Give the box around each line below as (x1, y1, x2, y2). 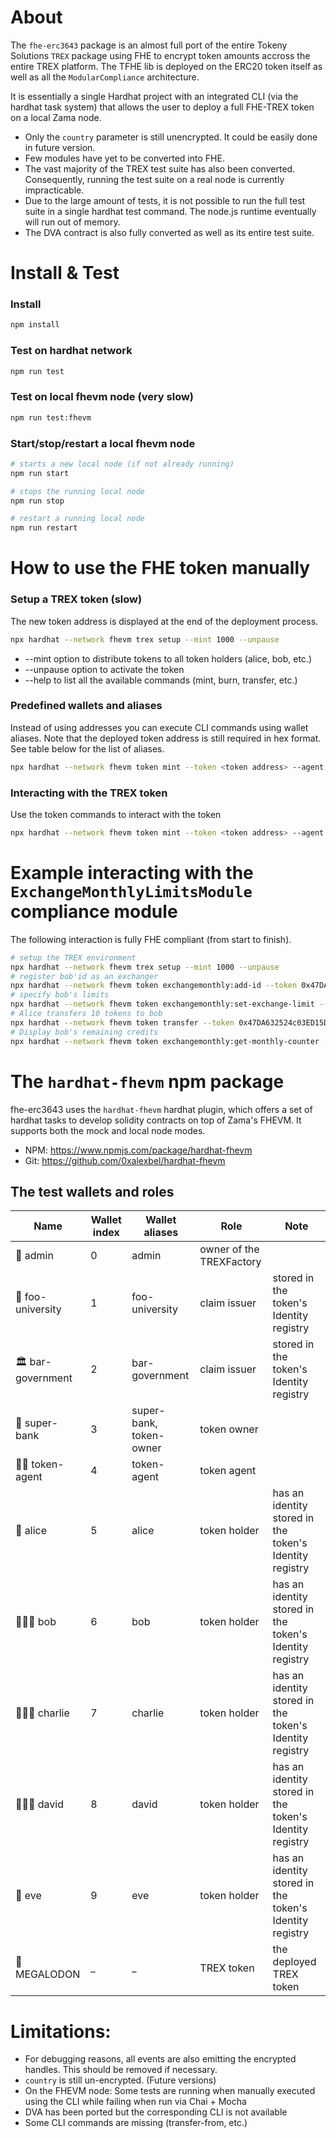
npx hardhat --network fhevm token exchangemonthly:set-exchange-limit (10, 999, 315, 1010)
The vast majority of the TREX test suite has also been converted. (24, 162, 296, 175)
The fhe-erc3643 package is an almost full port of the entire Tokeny (10, 39, 288, 51)
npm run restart (10, 523, 78, 533)
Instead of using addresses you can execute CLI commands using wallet (10, 721, 309, 733)
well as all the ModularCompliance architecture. (10, 71, 200, 83)
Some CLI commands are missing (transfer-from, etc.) (24, 2117, 248, 2129)
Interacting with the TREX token (10, 786, 168, 800)
